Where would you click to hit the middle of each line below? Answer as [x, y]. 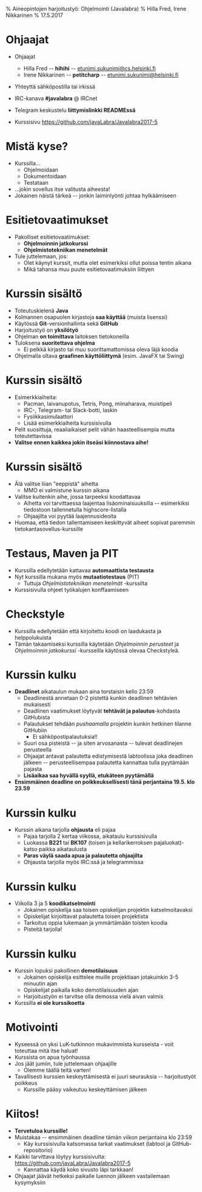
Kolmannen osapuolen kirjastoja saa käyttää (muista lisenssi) [91, 317]
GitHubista [37, 718]
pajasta [33, 769]
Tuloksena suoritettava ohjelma [55, 343]
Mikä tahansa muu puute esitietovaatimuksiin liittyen [89, 269]
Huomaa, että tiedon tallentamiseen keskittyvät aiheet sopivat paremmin [105, 522]
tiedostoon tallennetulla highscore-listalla [75, 509]
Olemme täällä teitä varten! [57, 1070]
